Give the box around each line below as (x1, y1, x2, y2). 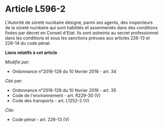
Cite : (5, 107, 15, 113)
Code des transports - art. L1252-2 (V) (12, 97, 89, 103)
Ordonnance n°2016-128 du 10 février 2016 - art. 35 (12, 87, 116, 93)
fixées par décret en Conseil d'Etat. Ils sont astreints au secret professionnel (5, 30, 159, 36)
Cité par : (5, 78, 23, 84)
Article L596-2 (5, 3, 66, 15)
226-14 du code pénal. (5, 40, 51, 46)
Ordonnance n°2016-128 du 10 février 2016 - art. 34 (12, 68, 117, 74)
